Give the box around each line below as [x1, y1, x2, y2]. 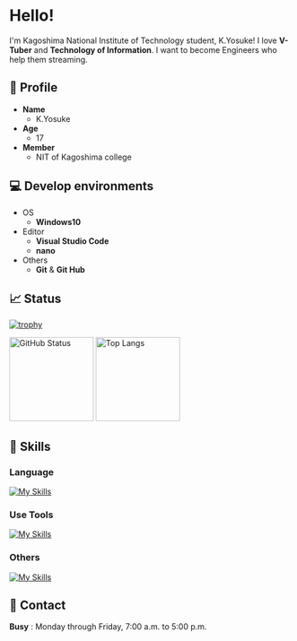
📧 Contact [9, 598, 66, 613]
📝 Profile [9, 80, 58, 95]
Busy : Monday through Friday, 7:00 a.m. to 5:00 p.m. [9, 621, 207, 632]
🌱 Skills [9, 438, 51, 454]
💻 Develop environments [9, 178, 154, 194]
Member [22, 142, 56, 152]
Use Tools [9, 508, 54, 521]
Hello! [9, 5, 55, 26]
